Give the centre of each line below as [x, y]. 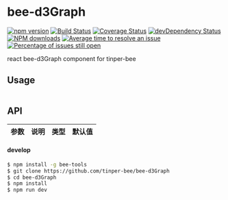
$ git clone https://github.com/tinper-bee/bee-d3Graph [88, 171]
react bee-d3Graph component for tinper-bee [72, 58]
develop [19, 150]
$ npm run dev [27, 190]
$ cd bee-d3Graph [32, 177]
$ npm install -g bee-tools [47, 164]
